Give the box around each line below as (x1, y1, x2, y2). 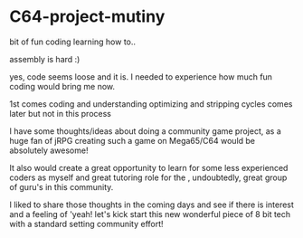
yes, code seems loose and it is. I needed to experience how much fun (9, 71, 273, 82)
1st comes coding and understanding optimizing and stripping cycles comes (9, 98, 293, 109)
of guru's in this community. (9, 181, 114, 192)
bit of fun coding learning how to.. (9, 36, 137, 47)
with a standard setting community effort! (9, 218, 165, 229)
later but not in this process (9, 108, 111, 119)
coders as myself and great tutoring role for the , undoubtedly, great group (9, 172, 288, 183)
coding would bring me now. (9, 81, 116, 91)
